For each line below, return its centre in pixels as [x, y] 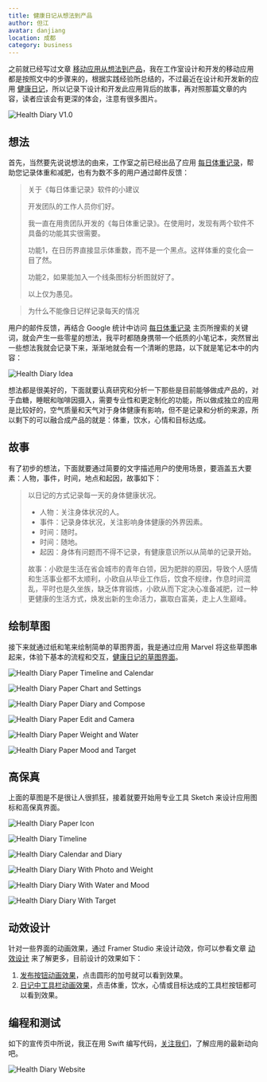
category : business [41, 45]
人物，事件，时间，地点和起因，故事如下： [91, 478]
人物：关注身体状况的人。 [81, 512]
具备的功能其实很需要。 [66, 233]
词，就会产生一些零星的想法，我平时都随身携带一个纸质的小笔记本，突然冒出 [133, 337]
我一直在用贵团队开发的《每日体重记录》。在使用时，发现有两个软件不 [141, 223]
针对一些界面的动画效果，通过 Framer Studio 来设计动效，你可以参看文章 [127, 948]
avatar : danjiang [37, 30]
